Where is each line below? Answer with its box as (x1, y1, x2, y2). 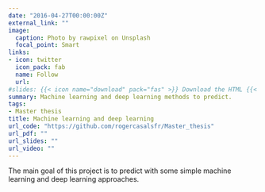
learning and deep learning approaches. (8, 175, 140, 184)
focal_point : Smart (15, 41, 80, 49)
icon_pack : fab (15, 63, 66, 71)
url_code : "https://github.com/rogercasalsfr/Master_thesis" (8, 122, 215, 130)
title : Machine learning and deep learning (8, 115, 155, 123)
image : (8, 26, 30, 34)
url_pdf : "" (8, 129, 48, 137)
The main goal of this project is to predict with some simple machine (8, 166, 232, 175)
